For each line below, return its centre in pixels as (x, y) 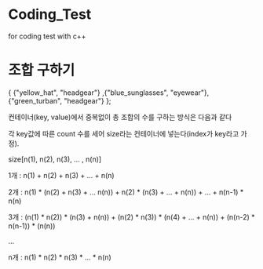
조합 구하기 (42, 70)
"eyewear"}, (190, 93)
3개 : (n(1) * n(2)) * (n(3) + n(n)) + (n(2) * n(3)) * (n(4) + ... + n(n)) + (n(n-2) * (131, 216)
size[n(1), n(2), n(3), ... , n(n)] (55, 159)
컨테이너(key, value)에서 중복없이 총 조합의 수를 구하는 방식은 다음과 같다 (120, 117)
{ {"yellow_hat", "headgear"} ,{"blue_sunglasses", (88, 93)
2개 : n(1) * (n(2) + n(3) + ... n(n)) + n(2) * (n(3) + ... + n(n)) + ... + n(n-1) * (126, 192)
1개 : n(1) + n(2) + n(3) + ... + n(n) (62, 175)
